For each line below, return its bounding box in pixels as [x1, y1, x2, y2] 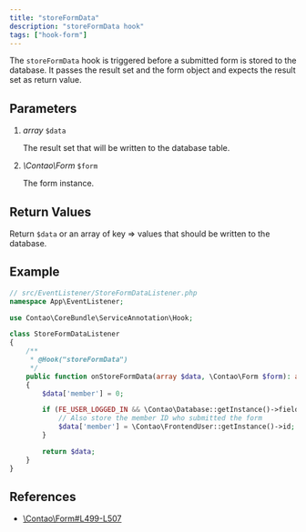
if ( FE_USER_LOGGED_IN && [42, 406, 141, 415]
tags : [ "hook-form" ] [9, 30, 88, 39]
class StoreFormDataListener [9, 329, 120, 339]
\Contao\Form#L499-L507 [22, 513, 122, 524]
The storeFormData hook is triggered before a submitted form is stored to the [9, 55, 297, 66]
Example [9, 265, 60, 280]
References [9, 488, 76, 505]
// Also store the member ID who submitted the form [57, 414, 262, 423]
